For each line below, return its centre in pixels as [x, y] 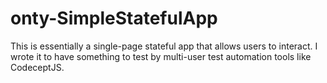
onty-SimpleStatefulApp [114, 18]
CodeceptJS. [37, 67]
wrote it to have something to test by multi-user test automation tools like [161, 56]
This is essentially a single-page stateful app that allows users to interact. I [164, 46]
